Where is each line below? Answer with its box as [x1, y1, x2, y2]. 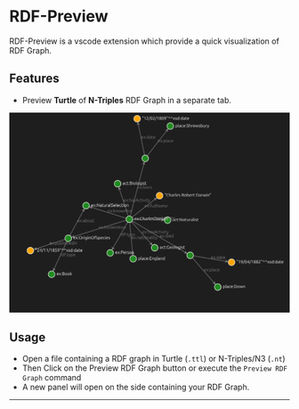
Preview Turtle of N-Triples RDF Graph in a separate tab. [21, 94, 231, 105]
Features [9, 71, 60, 86]
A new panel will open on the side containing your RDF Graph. [21, 381, 250, 393]
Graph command [21, 372, 82, 383]
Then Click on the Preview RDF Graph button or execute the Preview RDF [21, 363, 287, 373]
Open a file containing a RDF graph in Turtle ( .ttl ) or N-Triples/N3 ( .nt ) [21, 354, 287, 364]
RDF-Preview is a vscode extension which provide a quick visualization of [9, 36, 280, 46]
